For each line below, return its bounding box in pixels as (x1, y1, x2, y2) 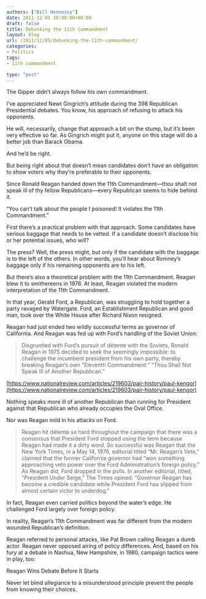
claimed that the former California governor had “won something (21, 455, 185, 462)
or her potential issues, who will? (6, 237, 90, 244)
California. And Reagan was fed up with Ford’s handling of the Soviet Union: (6, 330, 198, 338)
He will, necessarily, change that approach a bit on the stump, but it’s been (6, 125, 195, 133)
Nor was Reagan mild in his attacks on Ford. (6, 417, 118, 424)
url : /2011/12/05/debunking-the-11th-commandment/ (6, 37, 139, 44)
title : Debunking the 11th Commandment (6, 26, 109, 33)
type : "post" (6, 71, 40, 77)
